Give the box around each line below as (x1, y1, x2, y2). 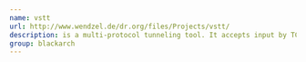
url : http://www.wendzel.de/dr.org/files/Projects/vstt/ (9, 22, 230, 31)
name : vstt (9, 13, 51, 23)
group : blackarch (9, 38, 76, 48)
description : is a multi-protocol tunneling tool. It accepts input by (9, 30, 287, 39)
